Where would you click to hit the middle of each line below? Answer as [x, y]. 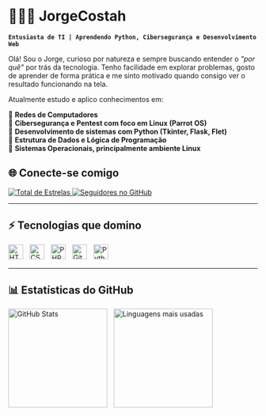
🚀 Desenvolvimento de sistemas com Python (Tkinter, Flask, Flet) [118, 131]
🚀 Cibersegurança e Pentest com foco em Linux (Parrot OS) [108, 123]
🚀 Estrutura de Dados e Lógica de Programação [87, 140]
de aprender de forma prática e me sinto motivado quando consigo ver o [127, 75]
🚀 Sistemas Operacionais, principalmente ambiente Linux [104, 148]
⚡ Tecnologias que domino [75, 226]
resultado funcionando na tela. [58, 84]
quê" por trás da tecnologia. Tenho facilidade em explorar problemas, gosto [132, 67]
